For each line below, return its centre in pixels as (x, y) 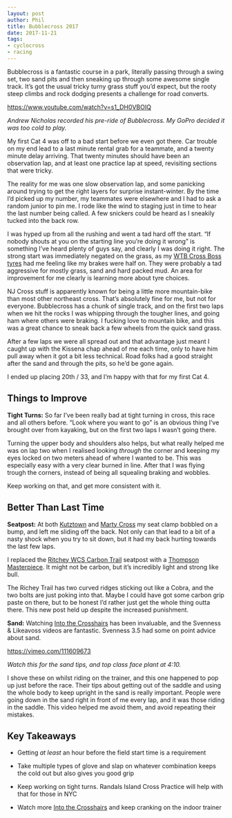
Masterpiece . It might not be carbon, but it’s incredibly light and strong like (113, 567)
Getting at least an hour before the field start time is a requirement (112, 752)
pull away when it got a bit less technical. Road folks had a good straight (110, 356)
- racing (20, 52)
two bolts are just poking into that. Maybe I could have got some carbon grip (116, 595)
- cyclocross (26, 46)
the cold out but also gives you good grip (76, 773)
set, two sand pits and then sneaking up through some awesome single (108, 79)
